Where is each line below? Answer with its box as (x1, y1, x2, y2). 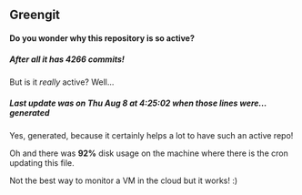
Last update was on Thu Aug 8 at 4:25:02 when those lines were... (9, 97, 267, 108)
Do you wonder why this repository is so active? (9, 32, 196, 44)
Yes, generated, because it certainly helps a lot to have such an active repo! (9, 129, 294, 140)
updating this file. (9, 157, 75, 168)
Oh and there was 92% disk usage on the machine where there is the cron (9, 148, 288, 159)
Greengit (9, 7, 61, 23)
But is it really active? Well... (9, 77, 115, 87)
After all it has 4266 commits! (9, 54, 126, 65)
